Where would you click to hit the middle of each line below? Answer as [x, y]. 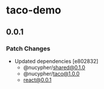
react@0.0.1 [37, 80]
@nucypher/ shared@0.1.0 [54, 67]
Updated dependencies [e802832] [56, 61]
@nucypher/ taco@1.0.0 [51, 73]
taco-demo [34, 10]
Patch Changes [28, 49]
